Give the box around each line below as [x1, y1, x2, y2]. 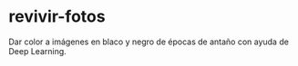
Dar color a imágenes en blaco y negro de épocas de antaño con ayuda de [8, 36, 289, 47]
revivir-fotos [8, 6, 106, 27]
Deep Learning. [8, 45, 67, 56]
